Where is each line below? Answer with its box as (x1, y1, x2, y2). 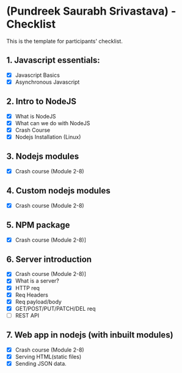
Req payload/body (15, 298, 62, 305)
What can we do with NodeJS (15, 119, 90, 126)
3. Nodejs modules (6, 151, 79, 162)
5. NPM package (6, 220, 70, 230)
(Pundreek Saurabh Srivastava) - (6, 4, 177, 18)
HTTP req (15, 284, 40, 291)
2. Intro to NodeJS (6, 96, 77, 107)
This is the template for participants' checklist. (6, 37, 123, 45)
